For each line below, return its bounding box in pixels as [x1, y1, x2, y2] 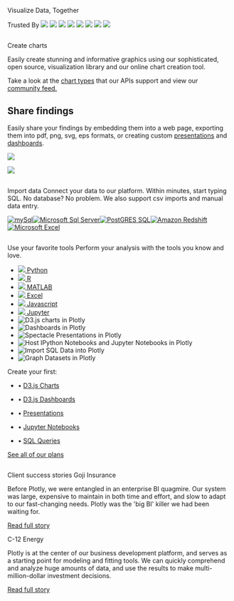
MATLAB [26, 282, 53, 291]
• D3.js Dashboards [17, 395, 76, 404]
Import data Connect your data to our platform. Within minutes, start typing [7, 186, 227, 195]
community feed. [7, 84, 58, 93]
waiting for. [7, 508, 41, 516]
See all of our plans [7, 450, 64, 458]
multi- [195, 564, 213, 572]
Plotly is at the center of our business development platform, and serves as [7, 549, 228, 558]
